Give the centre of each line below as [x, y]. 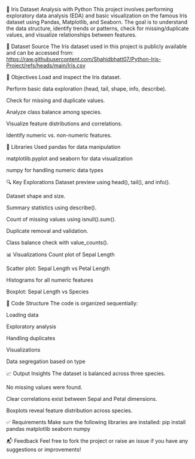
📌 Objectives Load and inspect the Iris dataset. [64, 77]
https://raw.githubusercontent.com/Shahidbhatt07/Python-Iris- [84, 59]
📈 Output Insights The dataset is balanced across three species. [86, 373]
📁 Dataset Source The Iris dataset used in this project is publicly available [97, 46]
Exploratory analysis [31, 326]
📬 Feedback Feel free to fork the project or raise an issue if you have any [97, 441]
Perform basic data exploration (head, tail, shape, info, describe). [86, 89]
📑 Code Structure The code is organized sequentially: [72, 303]
